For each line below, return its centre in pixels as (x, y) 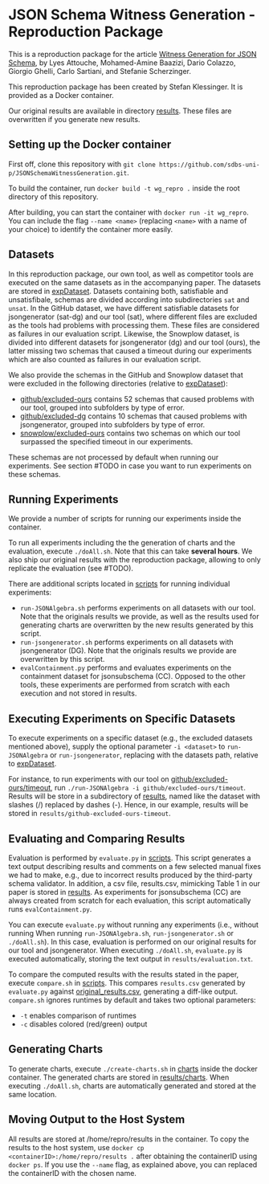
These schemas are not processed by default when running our (114, 457)
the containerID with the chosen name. (72, 1173)
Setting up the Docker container (90, 145)
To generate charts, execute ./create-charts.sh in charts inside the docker (133, 1068)
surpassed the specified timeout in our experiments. (106, 441)
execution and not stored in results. (78, 693)
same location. (33, 1094)
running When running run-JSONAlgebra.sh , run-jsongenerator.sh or (121, 933)
